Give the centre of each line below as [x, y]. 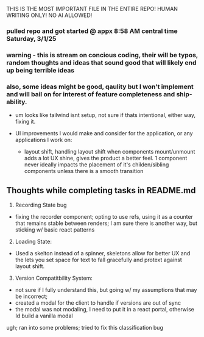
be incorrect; [31, 296]
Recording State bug [41, 205]
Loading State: [33, 241]
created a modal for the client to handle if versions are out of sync [98, 303]
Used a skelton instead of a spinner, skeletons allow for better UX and [103, 253]
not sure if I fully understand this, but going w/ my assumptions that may [106, 289]
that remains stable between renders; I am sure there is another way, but [106, 223]
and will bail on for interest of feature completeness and [91, 94]
